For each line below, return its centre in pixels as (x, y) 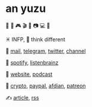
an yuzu (26, 9)
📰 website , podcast (29, 74)
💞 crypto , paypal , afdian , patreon (46, 85)
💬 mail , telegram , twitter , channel (46, 51)
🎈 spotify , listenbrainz (32, 62)
